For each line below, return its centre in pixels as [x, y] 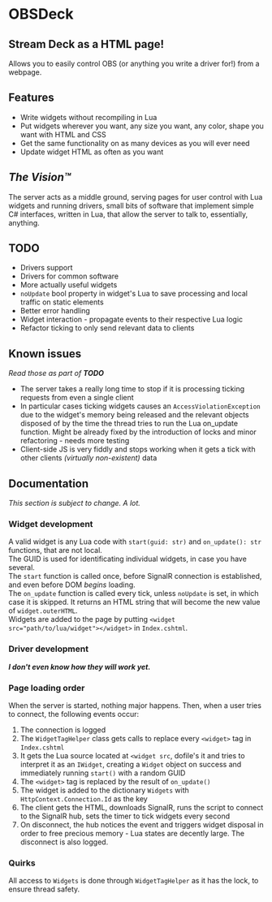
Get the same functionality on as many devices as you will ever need [135, 143]
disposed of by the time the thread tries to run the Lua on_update [129, 424]
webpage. [25, 72]
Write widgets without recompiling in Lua [89, 117]
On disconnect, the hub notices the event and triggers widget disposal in [142, 824]
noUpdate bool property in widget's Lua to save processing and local [134, 294]
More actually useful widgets [69, 285]
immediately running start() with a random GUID [103, 773]
